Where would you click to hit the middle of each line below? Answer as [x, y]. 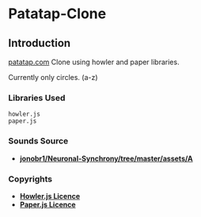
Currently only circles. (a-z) [53, 77]
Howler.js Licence [50, 196]
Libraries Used [37, 97]
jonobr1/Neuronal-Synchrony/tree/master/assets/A [106, 158]
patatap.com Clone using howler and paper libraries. [94, 62]
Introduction [40, 43]
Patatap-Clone [57, 14]
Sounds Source [38, 141]
